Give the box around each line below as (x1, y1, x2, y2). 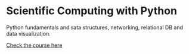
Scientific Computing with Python (6, 4, 178, 18)
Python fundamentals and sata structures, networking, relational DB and (6, 24, 184, 31)
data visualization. (6, 30, 51, 37)
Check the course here (6, 42, 63, 49)
